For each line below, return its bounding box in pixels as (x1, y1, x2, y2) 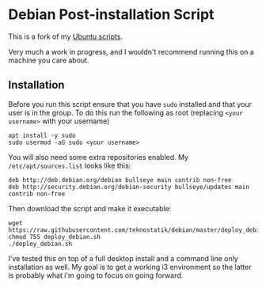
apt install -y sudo (8, 131, 77, 139)
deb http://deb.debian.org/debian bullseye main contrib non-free (8, 176, 232, 184)
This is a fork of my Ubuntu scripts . (8, 32, 123, 41)
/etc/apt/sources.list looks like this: (8, 161, 131, 170)
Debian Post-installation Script (8, 6, 215, 24)
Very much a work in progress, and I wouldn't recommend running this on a (8, 47, 255, 56)
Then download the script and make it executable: (8, 203, 172, 213)
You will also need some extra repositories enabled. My (8, 152, 188, 161)
